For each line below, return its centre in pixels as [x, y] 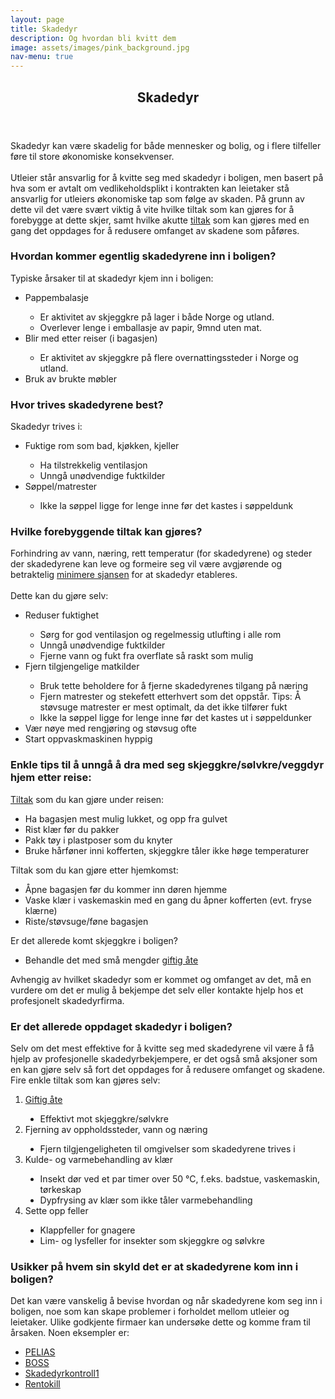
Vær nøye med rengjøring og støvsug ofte [110, 728]
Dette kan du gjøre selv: [59, 596]
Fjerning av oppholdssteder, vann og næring [116, 1129]
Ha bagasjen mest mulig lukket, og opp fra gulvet [126, 818]
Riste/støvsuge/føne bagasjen [86, 921]
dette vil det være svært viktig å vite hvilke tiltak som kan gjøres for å [152, 209]
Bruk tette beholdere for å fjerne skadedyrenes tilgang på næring [174, 686]
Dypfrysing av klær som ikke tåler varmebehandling [146, 1200]
